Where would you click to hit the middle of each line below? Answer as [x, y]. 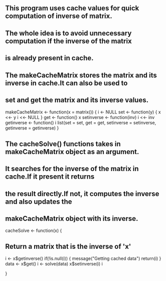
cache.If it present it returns [50, 177]
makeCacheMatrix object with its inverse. [72, 219]
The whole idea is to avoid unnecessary [68, 33]
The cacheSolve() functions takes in [63, 144]
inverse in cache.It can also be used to [66, 83]
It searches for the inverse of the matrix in [72, 169]
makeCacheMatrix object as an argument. [72, 152]
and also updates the [39, 201]
